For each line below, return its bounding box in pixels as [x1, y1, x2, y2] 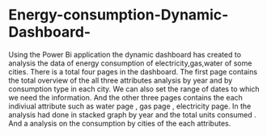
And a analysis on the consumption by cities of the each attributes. [8, 118, 231, 128]
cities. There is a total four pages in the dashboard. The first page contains [8, 66, 257, 76]
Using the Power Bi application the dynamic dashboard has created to [8, 49, 241, 59]
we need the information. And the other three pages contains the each [8, 92, 243, 102]
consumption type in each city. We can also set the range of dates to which [8, 83, 261, 94]
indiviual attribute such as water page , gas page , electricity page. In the [8, 101, 252, 111]
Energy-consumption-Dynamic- [8, 6, 229, 24]
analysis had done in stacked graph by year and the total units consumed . [8, 109, 256, 119]
